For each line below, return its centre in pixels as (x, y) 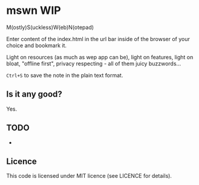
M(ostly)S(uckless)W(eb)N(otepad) (50, 27)
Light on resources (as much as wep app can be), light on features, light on (100, 57)
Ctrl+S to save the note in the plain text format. (65, 75)
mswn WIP (34, 11)
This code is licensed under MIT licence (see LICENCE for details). (89, 176)
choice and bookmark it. (37, 45)
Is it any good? (34, 94)
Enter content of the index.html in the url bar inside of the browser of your (98, 39)
